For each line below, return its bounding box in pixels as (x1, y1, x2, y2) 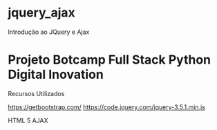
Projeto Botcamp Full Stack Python (8, 52, 211, 68)
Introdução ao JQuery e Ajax (8, 28, 90, 36)
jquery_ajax (8, 5, 75, 21)
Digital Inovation (8, 67, 104, 82)
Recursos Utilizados (8, 89, 65, 98)
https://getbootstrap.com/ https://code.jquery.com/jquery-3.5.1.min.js (8, 102, 206, 111)
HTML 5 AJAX (8, 116, 48, 124)
